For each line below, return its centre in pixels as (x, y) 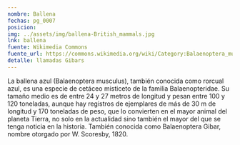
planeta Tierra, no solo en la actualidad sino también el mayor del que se (114, 119)
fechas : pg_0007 (31, 21)
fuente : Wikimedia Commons (47, 47)
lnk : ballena (27, 41)
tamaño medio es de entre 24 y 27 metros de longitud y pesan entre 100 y (116, 96)
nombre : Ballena (31, 14)
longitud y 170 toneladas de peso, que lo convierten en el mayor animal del (117, 111)
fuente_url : (25, 54)
